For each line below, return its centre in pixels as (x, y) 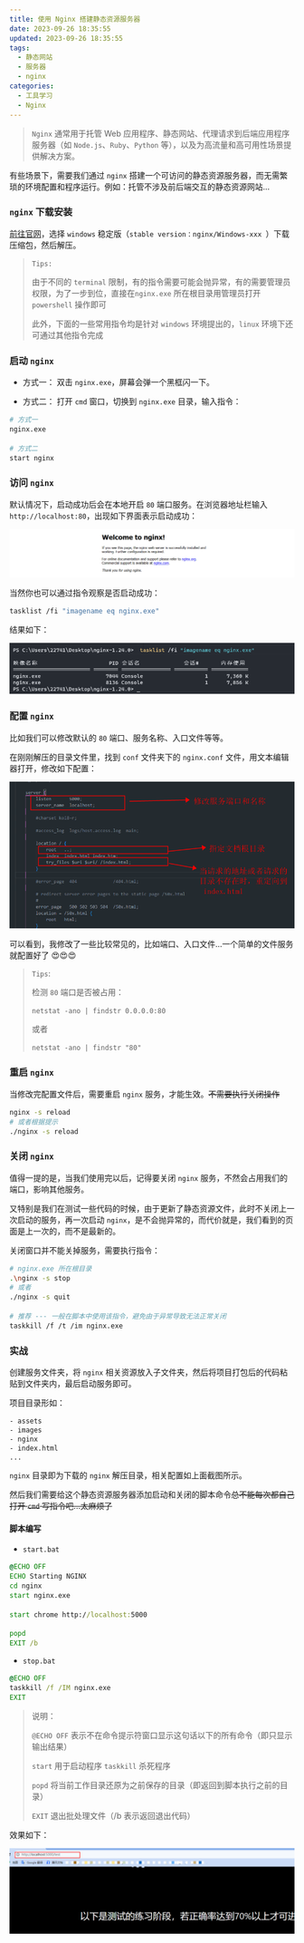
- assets (26, 1421)
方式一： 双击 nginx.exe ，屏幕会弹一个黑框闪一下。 (119, 382)
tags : (19, 48)
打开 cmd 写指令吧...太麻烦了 (61, 1506)
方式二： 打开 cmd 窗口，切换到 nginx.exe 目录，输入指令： (132, 401)
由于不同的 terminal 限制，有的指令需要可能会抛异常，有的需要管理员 (161, 282)
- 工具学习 (35, 95)
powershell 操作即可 (69, 304)
